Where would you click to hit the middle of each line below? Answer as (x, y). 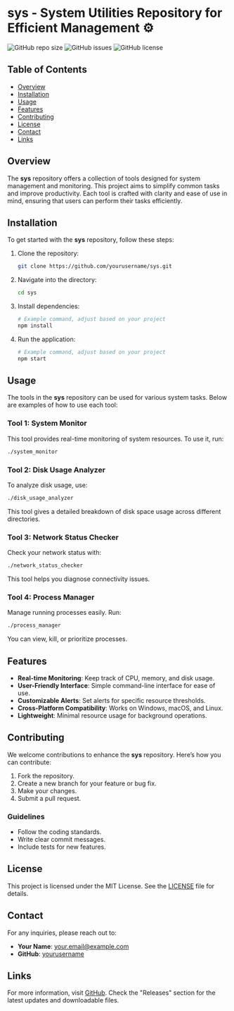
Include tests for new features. (62, 847)
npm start (32, 359)
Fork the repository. (46, 776)
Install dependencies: (48, 306)
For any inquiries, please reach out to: (62, 933)
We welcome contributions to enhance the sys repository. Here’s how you (114, 754)
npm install (35, 326)
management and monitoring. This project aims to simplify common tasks (113, 185)
